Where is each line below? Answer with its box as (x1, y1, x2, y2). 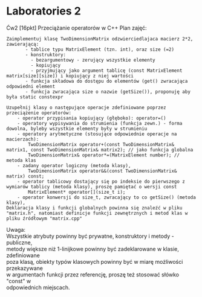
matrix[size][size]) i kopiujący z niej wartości (6, 72, 134, 79)
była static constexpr (6, 94, 64, 100)
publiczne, (6, 238, 33, 246)
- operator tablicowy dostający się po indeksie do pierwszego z (17, 178, 186, 185)
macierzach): (6, 136, 39, 142)
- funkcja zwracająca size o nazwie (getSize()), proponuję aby (25, 89, 191, 95)
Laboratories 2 (6, 4, 82, 18)
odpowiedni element (6, 83, 56, 89)
